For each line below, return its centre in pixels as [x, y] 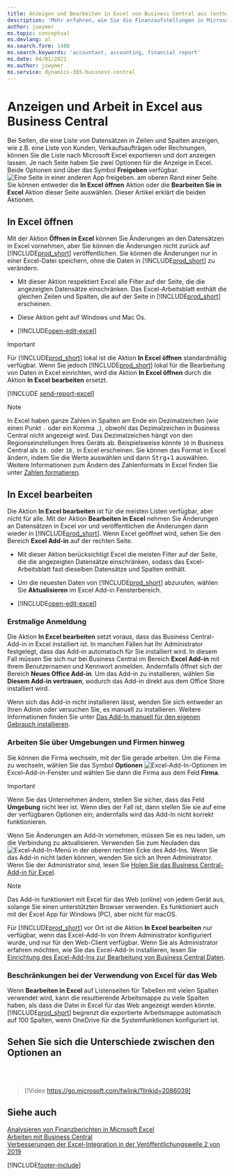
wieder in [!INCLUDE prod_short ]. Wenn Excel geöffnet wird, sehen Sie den [114, 533]
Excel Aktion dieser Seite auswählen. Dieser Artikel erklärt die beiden [107, 192]
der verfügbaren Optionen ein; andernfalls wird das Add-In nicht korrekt [110, 814]
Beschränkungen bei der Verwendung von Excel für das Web [112, 975]
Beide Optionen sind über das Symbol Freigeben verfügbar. [93, 170]
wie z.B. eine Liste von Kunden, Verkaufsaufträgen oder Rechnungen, [107, 148]
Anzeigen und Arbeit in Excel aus [105, 106]
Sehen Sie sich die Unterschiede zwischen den [111, 1042]
